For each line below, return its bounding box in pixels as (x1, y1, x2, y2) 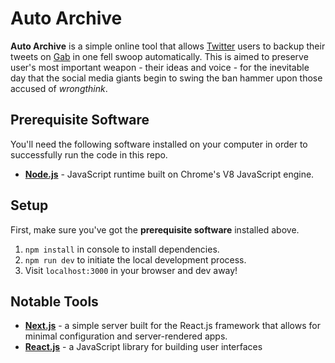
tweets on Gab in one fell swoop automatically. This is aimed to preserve (10, 50, 309, 62)
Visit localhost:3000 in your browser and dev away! (24, 264, 238, 276)
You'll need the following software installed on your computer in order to (10, 138, 308, 150)
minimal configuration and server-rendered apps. (24, 330, 228, 342)
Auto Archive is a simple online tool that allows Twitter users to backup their (10, 40, 326, 52)
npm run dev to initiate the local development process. (24, 253, 247, 266)
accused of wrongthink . (10, 82, 108, 94)
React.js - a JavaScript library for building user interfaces (24, 341, 263, 353)
